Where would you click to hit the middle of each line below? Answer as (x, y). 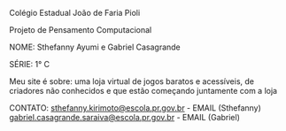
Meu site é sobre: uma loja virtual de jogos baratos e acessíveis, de (132, 81)
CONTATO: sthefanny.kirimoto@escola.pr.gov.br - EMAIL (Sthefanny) (135, 108)
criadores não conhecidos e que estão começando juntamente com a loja (143, 91)
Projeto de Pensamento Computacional (81, 30)
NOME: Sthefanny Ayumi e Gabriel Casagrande (95, 47)
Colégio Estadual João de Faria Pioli (75, 13)
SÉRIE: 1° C (30, 64)
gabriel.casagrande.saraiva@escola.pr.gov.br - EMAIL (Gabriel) (125, 117)
